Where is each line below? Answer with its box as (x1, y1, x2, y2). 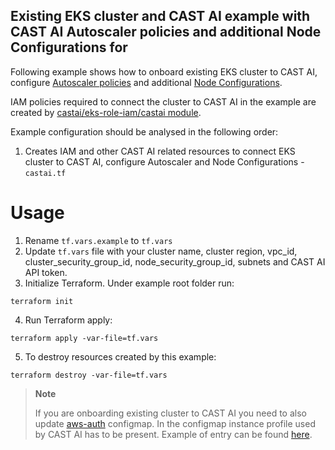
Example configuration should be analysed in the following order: (10, 125, 279, 138)
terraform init (10, 296, 74, 306)
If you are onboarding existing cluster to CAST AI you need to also (34, 407, 307, 419)
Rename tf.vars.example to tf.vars (24, 234, 173, 246)
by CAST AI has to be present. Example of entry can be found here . (34, 428, 313, 440)
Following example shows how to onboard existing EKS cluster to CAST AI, (10, 65, 318, 78)
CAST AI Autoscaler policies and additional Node (10, 24, 322, 41)
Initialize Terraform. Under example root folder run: (24, 277, 235, 289)
